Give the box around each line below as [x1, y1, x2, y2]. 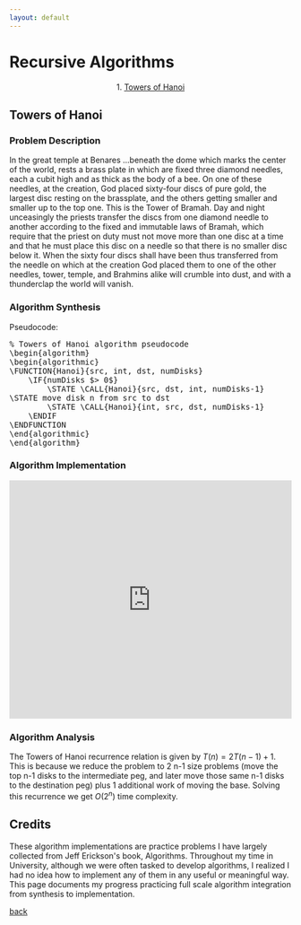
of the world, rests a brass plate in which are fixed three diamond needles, [9, 164, 284, 175]
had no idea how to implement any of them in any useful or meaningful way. [9, 869, 289, 880]
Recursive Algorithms [9, 51, 175, 72]
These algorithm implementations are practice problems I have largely [9, 841, 268, 851]
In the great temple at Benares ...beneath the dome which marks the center [9, 154, 287, 166]
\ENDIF [28, 410, 57, 421]
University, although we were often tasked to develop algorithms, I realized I [9, 860, 289, 870]
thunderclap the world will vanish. [9, 279, 134, 290]
